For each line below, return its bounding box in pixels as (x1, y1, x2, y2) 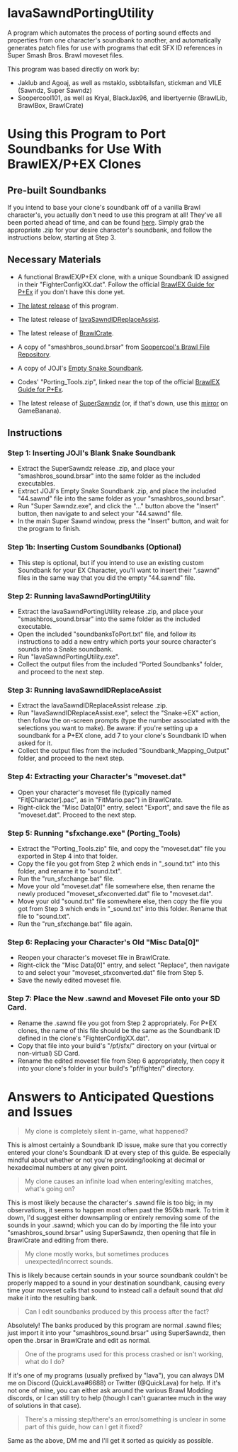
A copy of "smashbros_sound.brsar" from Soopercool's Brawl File (17, 342, 210, 351)
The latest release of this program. (17, 301, 119, 310)
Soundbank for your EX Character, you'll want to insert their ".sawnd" (17, 566, 220, 574)
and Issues (7, 1104, 73, 1119)
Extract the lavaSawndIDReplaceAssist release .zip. (17, 701, 168, 710)
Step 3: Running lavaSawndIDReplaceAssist (7, 685, 161, 695)
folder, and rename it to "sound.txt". (17, 866, 123, 875)
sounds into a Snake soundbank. (17, 645, 113, 654)
